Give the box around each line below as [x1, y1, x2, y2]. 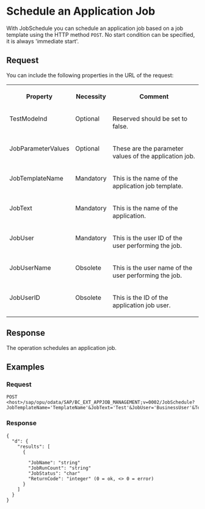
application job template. [112, 182, 183, 190]
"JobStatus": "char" [28, 470, 81, 477]
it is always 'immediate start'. [6, 37, 79, 45]
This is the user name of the [112, 263, 193, 272]
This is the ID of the [112, 293, 168, 302]
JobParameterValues [9, 144, 70, 152]
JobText [9, 204, 32, 212]
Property [26, 92, 53, 100]
